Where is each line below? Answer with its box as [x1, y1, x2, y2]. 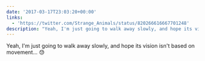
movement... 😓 [6, 49, 45, 56]
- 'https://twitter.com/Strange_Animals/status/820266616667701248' [12, 20, 190, 26]
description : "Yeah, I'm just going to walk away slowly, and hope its [6, 25, 192, 32]
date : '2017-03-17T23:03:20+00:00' [6, 8, 97, 15]
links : [6, 14, 23, 21]
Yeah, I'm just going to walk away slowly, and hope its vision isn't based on [6, 42, 195, 50]
